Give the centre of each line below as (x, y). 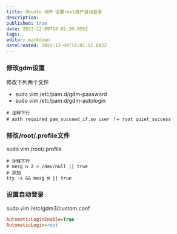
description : (23, 18)
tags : (13, 34)
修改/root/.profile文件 (38, 135)
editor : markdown (28, 40)
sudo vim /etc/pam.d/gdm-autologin (60, 101)
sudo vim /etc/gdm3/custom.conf (48, 208)
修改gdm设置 (26, 68)
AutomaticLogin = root (32, 225)
